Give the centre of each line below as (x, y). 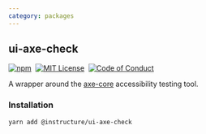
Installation (31, 105)
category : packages (41, 16)
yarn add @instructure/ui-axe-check (70, 122)
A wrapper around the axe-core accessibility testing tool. (103, 84)
